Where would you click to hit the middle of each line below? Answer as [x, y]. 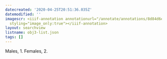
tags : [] [14, 37]
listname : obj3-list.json [32, 32]
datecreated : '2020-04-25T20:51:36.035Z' [49, 10]
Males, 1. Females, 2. [27, 51]
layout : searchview [25, 28]
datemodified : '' [23, 14]
